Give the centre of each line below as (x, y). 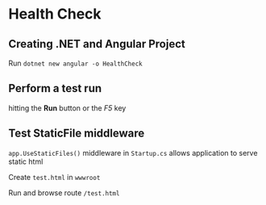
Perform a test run (55, 88)
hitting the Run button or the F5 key (67, 108)
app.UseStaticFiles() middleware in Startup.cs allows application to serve (133, 153)
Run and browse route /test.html (64, 192)
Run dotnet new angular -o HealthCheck (75, 63)
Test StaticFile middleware (77, 134)
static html (26, 161)
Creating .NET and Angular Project (97, 44)
